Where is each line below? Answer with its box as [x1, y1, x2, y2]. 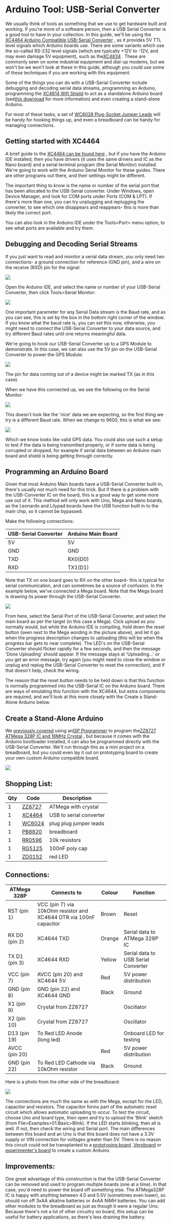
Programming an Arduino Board [5, 467, 109, 476]
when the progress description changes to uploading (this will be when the [5, 635, 163, 641]
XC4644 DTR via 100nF [37, 913, 95, 921]
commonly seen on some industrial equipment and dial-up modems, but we [5, 58, 165, 65]
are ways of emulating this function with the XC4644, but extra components [5, 688, 165, 695]
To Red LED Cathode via [37, 1059, 96, 1066]
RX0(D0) [67, 556, 89, 563]
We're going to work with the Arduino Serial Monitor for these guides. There [5, 167, 165, 173]
